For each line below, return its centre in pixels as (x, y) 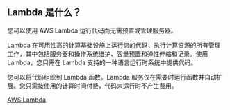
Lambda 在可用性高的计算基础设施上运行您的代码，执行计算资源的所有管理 (114, 45)
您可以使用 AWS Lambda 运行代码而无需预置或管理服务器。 (92, 30)
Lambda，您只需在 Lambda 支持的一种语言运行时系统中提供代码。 (102, 62)
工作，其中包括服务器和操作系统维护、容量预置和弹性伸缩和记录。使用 (108, 53)
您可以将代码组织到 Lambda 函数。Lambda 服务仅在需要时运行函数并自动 (112, 77)
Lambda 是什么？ (44, 12)
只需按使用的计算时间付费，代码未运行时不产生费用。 (101, 86)
